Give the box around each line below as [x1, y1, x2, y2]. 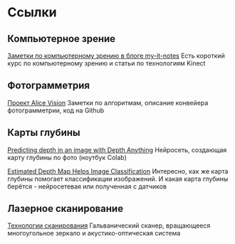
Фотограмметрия [7, 80, 90, 92]
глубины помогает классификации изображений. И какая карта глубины [7, 174, 229, 183]
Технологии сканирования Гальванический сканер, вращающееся [7, 221, 211, 230]
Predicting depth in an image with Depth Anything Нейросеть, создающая [7, 145, 227, 154]
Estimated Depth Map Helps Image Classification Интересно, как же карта [7, 166, 229, 175]
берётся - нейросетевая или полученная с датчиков [7, 182, 167, 191]
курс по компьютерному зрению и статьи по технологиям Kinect [7, 59, 206, 68]
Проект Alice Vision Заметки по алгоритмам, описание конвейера [7, 98, 209, 107]
